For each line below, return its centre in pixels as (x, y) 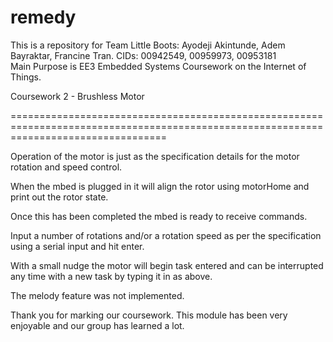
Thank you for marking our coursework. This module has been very (149, 315)
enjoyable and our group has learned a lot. (97, 325)
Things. (26, 77)
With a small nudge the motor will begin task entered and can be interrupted (167, 265)
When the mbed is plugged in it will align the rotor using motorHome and (160, 186)
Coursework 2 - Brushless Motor (77, 96)
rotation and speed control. (66, 167)
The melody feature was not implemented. (97, 295)
